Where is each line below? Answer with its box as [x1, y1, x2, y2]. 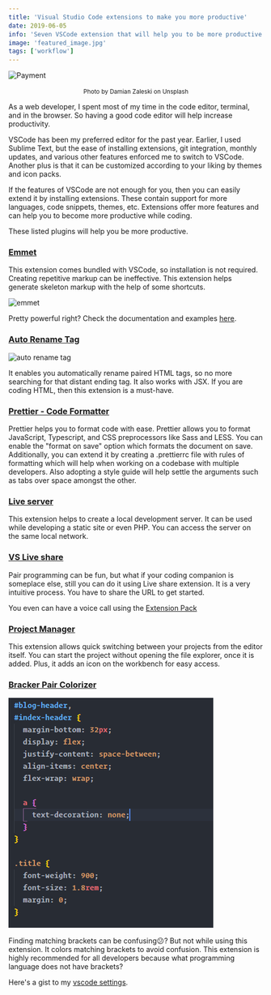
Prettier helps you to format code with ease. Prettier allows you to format [8, 424, 251, 433]
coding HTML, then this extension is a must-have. [8, 385, 174, 395]
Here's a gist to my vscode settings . [8, 977, 129, 988]
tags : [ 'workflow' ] [8, 47, 74, 56]
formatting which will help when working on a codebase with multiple [8, 459, 239, 468]
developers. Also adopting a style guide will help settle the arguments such [8, 467, 259, 477]
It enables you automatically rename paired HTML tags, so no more [8, 368, 233, 378]
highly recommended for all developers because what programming [8, 953, 235, 963]
